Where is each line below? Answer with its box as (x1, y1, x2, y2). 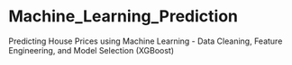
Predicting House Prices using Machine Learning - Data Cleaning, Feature (8, 36, 283, 46)
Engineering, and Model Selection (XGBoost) (8, 45, 175, 55)
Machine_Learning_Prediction (8, 6, 238, 27)
